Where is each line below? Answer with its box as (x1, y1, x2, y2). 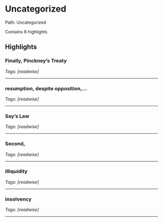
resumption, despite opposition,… (5, 85, 87, 92)
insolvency (5, 195, 32, 202)
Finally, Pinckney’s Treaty (5, 57, 67, 64)
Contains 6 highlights (5, 29, 48, 34)
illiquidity (5, 168, 28, 175)
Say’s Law (5, 112, 30, 119)
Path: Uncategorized (5, 19, 46, 25)
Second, (5, 141, 26, 147)
